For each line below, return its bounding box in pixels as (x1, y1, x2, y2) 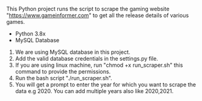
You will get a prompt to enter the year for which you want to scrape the (15, 81, 197, 88)
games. (6, 18, 26, 25)
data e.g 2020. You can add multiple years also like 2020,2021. (15, 88, 174, 94)
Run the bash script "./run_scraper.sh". (15, 75, 113, 81)
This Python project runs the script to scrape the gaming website (6, 6, 170, 12)
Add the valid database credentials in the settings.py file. (15, 55, 159, 62)
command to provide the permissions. (15, 68, 111, 75)
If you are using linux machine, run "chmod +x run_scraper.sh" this (15, 61, 183, 69)
